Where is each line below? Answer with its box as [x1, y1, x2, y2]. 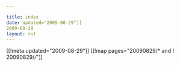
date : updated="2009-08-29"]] [6, 19, 82, 26]
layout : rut [6, 31, 36, 37]
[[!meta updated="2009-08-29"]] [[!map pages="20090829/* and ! [6, 47, 175, 55]
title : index [6, 14, 39, 20]
